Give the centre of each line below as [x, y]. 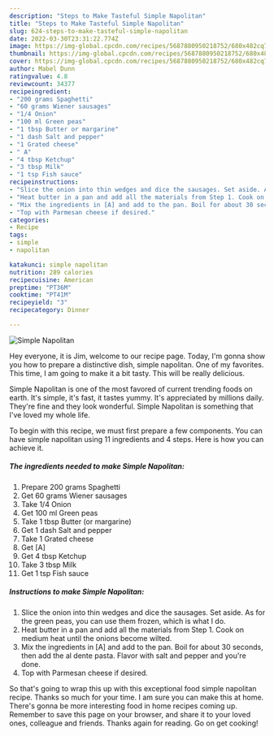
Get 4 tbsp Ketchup [54, 556]
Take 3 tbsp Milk [48, 565]
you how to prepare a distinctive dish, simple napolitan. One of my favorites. [137, 364]
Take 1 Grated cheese [57, 539]
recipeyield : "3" [39, 303]
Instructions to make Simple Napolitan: [77, 592]
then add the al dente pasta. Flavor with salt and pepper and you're [133, 656]
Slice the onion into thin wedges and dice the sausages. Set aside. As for [143, 612]
